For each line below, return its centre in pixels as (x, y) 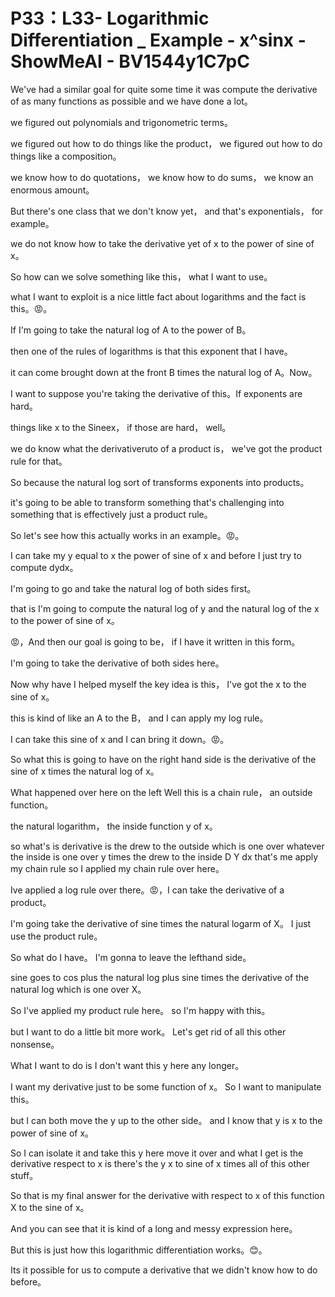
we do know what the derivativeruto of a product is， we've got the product (166, 448)
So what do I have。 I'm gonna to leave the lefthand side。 (131, 957)
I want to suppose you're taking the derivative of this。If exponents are (156, 393)
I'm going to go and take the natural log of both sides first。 (133, 588)
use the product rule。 (56, 936)
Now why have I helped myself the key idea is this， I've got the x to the (158, 684)
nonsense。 (35, 1044)
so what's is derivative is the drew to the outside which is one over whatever (167, 846)
